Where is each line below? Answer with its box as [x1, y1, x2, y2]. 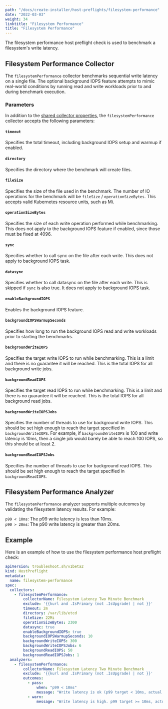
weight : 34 [5, 17, 28, 22]
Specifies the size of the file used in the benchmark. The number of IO [5, 188, 150, 194]
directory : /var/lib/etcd [23, 611, 77, 616]
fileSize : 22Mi [23, 615, 55, 620]
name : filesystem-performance [9, 578, 72, 583]
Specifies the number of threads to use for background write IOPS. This [5, 420, 153, 426]
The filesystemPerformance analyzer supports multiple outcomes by [5, 501, 145, 507]
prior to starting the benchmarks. [5, 333, 73, 339]
